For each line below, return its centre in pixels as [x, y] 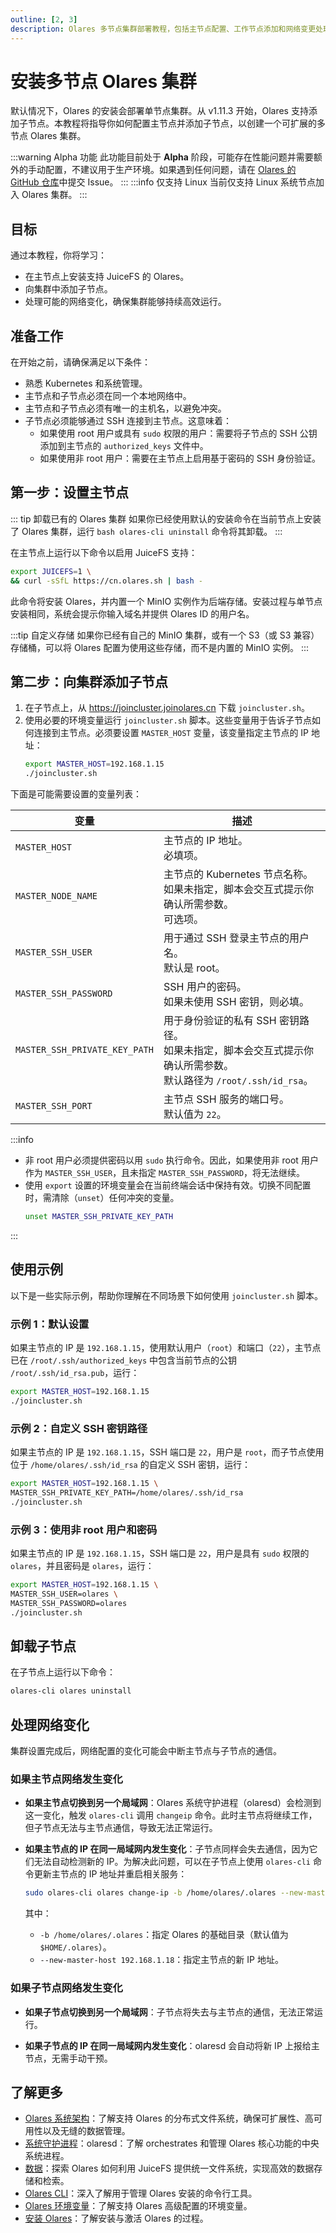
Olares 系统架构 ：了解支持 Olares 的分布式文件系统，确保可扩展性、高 [169, 2118]
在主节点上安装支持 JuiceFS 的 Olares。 [107, 277]
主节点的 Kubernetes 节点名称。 [238, 874]
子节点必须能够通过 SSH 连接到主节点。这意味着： [128, 421]
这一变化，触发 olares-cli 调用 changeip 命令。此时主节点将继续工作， [171, 1815]
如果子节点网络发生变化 [66, 1988]
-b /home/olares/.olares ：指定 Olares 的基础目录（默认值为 [164, 1935]
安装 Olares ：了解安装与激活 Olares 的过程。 [116, 2218]
